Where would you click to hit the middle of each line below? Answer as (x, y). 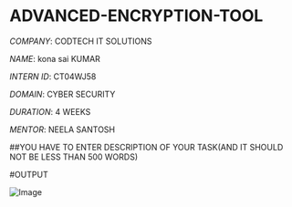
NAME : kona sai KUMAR (55, 58)
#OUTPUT (29, 174)
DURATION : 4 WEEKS (50, 111)
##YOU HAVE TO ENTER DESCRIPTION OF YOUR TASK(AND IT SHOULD (146, 147)
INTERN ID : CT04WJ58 (53, 76)
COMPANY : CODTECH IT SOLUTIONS (81, 41)
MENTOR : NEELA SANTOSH (63, 129)
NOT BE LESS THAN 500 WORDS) (74, 157)
